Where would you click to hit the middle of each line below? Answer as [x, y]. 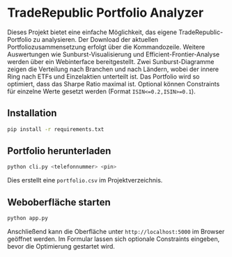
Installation [32, 113]
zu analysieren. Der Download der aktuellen [96, 39]
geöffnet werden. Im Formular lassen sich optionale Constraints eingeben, [114, 239]
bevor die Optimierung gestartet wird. [61, 246]
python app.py [28, 218]
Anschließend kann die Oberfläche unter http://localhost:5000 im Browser [116, 232]
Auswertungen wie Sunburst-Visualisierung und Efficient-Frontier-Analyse [114, 54]
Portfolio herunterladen [59, 151]
